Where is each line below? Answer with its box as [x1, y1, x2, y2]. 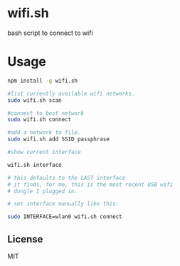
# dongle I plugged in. [7, 188, 78, 195]
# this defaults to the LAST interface [7, 174, 126, 181]
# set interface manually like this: [7, 200, 120, 208]
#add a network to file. [7, 129, 81, 136]
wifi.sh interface [7, 161, 62, 168]
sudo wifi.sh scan [7, 96, 62, 104]
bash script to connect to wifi [7, 29, 94, 37]
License [7, 233, 43, 245]
